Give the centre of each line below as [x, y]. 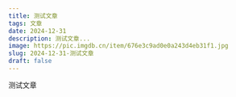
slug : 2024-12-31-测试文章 [51, 53]
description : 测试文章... [50, 38]
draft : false [30, 61]
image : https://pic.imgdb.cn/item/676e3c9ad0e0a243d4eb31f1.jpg [118, 46]
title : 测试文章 [33, 16]
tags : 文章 [25, 23]
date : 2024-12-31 [37, 31]
